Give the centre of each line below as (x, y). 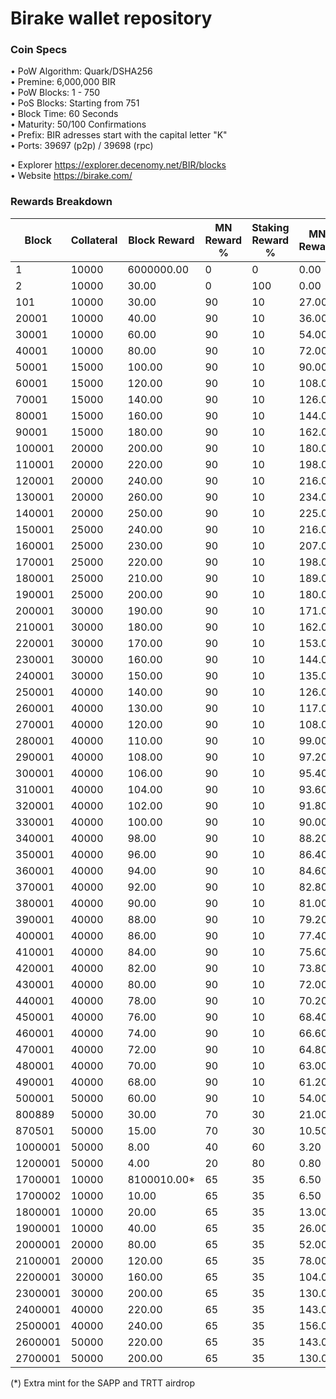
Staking (270, 227)
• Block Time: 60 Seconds (64, 114)
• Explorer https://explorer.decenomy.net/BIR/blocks (118, 165)
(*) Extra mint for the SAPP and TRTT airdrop (102, 1383)
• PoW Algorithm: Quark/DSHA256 (81, 71)
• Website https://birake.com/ (71, 176)
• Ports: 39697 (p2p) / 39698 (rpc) (82, 146)
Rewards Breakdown (61, 202)
